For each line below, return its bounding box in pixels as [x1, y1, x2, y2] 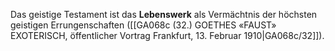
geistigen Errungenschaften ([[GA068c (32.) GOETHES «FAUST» [10, 19, 277, 31]
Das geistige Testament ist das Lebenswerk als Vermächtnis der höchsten [10, 9, 318, 20]
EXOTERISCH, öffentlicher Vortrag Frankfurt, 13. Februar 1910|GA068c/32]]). [10, 30, 325, 41]
